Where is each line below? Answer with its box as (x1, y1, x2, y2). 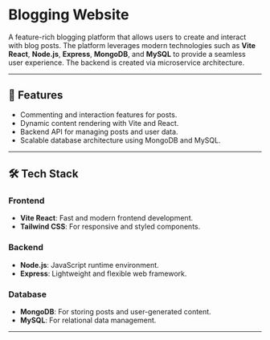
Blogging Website (8, 6, 129, 24)
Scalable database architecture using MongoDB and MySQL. (19, 135, 221, 145)
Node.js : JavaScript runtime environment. (19, 260, 159, 269)
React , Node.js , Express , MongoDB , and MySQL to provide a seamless (8, 49, 247, 59)
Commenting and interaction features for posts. (19, 110, 178, 119)
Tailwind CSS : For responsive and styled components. (19, 222, 201, 232)
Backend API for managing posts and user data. (19, 127, 178, 136)
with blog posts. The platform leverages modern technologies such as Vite (8, 40, 256, 50)
